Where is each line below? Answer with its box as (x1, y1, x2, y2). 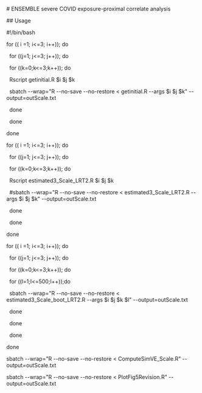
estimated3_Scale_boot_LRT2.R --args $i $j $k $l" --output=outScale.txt (6, 296, 188, 303)
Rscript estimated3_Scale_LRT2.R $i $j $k (9, 177, 114, 184)
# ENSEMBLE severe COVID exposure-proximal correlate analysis (6, 5, 171, 12)
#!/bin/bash (6, 29, 35, 36)
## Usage (6, 17, 32, 24)
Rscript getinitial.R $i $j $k (9, 76, 75, 83)
